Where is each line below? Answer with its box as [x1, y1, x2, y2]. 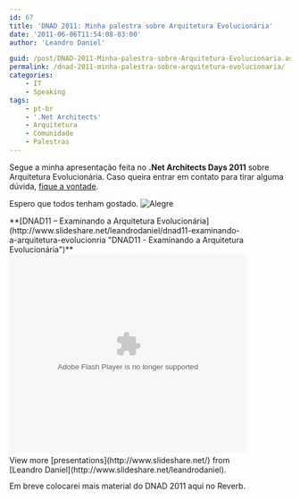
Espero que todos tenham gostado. [9, 198, 139, 208]
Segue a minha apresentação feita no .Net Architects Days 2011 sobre [9, 162, 270, 173]
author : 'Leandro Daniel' [9, 38, 105, 47]
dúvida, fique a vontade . [9, 181, 99, 191]
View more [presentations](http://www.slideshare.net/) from [9, 454, 230, 465]
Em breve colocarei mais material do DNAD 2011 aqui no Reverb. [9, 480, 246, 491]
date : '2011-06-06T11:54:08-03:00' [9, 30, 142, 38]
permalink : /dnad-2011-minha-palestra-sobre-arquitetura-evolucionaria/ [9, 63, 286, 72]
